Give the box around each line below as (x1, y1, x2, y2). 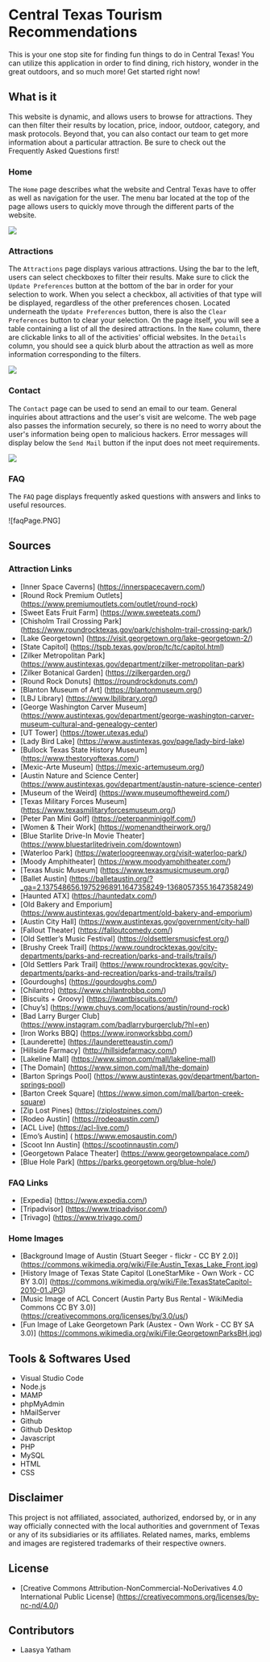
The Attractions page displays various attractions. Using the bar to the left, (8, 264, 260, 274)
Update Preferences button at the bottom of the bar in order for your (8, 281, 234, 291)
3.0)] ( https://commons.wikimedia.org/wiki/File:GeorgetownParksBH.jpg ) (19, 1328, 263, 1338)
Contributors (8, 1624, 75, 1638)
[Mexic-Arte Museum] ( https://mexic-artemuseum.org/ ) (19, 762, 206, 772)
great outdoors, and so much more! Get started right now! (8, 66, 201, 76)
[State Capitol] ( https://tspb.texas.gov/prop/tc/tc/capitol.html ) (19, 642, 225, 651)
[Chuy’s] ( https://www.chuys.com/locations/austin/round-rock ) (19, 1002, 231, 1012)
